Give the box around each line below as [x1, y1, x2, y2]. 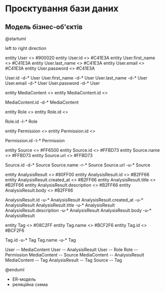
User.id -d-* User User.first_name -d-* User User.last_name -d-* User [5, 75, 148, 81]
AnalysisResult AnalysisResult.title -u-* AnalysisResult [5, 202, 115, 208]
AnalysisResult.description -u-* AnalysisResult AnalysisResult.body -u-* [5, 208, 152, 213]
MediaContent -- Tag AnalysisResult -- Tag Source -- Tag [5, 257, 122, 263]
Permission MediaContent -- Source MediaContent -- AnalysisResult [5, 252, 144, 257]
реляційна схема [12, 282, 48, 287]
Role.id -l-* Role [5, 119, 38, 124]
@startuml [5, 36, 26, 42]
